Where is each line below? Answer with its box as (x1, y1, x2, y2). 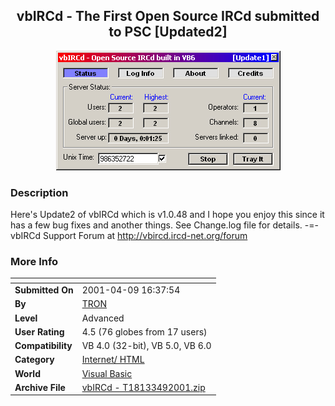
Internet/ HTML (81, 354, 145, 366)
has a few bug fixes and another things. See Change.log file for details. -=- (10, 219, 319, 231)
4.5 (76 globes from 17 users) (81, 325, 208, 338)
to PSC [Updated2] (108, 24, 228, 41)
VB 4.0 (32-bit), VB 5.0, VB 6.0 (81, 340, 212, 352)
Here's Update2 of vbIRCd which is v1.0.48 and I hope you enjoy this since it (10, 209, 325, 221)
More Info (10, 255, 59, 269)
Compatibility (14, 340, 73, 352)
